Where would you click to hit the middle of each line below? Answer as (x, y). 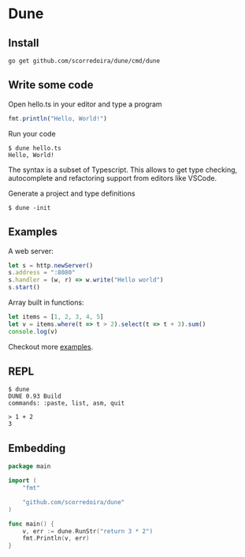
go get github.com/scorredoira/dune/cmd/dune (84, 61)
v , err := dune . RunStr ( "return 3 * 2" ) (88, 531)
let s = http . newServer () (50, 265)
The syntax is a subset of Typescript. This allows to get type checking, (123, 170)
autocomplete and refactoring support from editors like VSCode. (113, 178)
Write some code (51, 85)
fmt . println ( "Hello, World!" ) (58, 118)
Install (24, 43)
